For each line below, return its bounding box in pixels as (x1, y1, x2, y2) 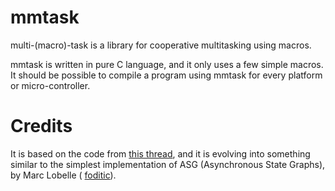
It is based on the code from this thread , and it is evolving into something (10, 147, 311, 160)
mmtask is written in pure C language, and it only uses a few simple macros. (10, 58, 324, 70)
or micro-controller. (10, 79, 91, 91)
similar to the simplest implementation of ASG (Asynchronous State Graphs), (10, 158, 326, 170)
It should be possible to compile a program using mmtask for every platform (10, 69, 323, 81)
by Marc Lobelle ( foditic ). (10, 169, 117, 181)
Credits (10, 115, 73, 138)
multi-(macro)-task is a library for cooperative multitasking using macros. (10, 39, 312, 51)
